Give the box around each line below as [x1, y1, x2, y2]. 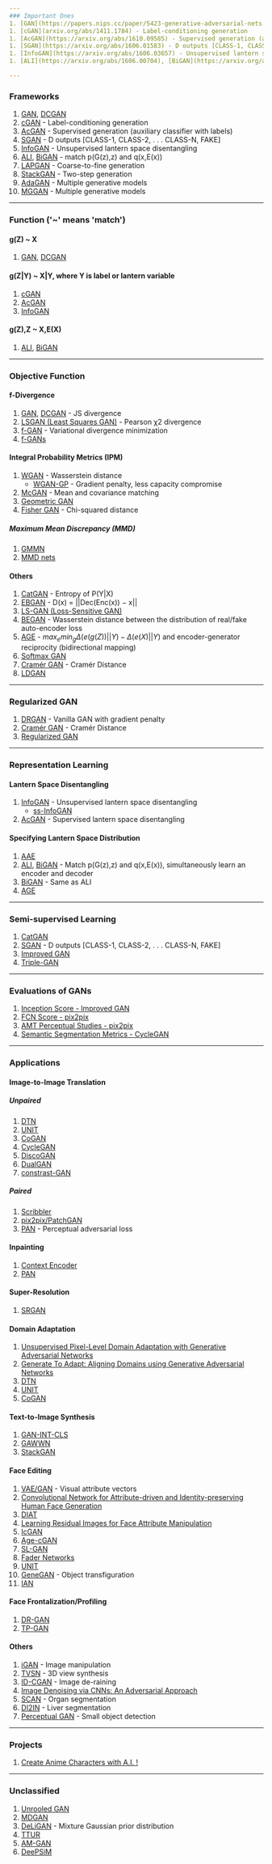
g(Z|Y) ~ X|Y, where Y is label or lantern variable [9, 270, 175, 280]
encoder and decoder [20, 868, 94, 878]
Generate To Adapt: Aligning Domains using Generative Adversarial [20, 1359, 245, 1369]
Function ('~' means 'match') [9, 214, 126, 226]
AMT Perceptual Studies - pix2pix [20, 1021, 134, 1031]
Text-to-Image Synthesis [9, 1412, 95, 1421]
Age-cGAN [20, 1535, 57, 1545]
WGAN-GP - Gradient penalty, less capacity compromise [32, 479, 223, 489]
